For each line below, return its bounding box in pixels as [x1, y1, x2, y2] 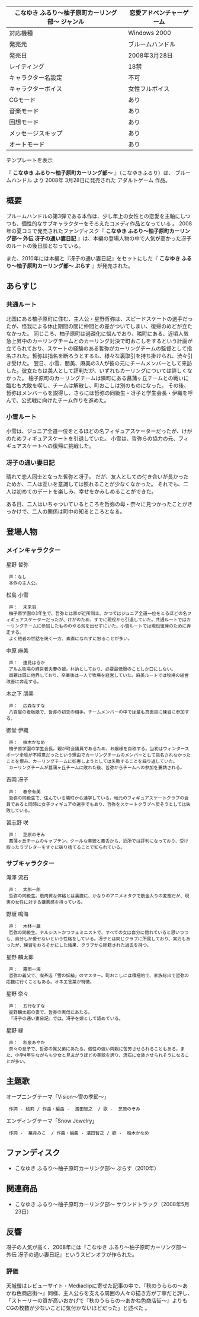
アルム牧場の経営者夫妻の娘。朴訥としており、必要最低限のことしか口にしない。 [8, 666, 176, 672]
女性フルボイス [128, 85, 170, 93]
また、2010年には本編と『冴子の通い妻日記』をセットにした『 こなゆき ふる [6, 254, 192, 262]
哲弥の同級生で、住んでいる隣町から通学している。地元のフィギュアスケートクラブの [8, 795, 185, 801]
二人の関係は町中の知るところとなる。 [31, 508, 126, 515]
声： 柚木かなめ [8, 739, 46, 745]
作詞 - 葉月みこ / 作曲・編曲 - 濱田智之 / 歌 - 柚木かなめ [8, 1130, 149, 1136]
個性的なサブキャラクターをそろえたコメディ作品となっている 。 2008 [21, 219, 192, 227]
